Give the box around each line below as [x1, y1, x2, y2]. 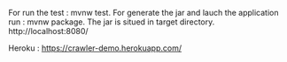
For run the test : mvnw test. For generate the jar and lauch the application [8, 8, 280, 17]
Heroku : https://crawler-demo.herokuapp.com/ [8, 43, 182, 53]
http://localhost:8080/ [8, 26, 89, 36]
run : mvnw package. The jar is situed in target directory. [8, 17, 215, 27]
